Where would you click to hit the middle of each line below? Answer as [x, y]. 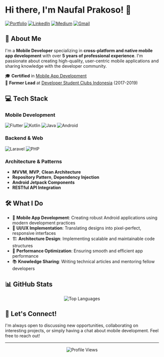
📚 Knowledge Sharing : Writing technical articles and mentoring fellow [83, 261]
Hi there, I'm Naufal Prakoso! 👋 [68, 10]
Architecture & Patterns [34, 161]
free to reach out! [22, 336]
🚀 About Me [23, 39]
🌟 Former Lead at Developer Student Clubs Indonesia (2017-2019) [72, 83]
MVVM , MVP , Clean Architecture [47, 172]
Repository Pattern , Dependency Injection [56, 177]
